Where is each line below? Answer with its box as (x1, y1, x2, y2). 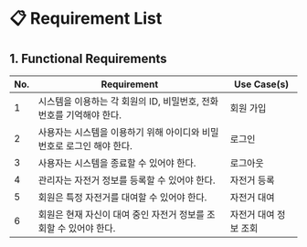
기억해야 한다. (65, 109, 122, 121)
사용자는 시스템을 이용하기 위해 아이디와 (37, 126, 200, 138)
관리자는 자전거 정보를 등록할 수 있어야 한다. (37, 174, 217, 187)
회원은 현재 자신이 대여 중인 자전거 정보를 (37, 209, 206, 220)
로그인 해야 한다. (65, 140, 132, 152)
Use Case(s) (234, 78, 290, 91)
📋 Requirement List (9, 8, 163, 29)
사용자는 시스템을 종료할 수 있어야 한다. (37, 157, 196, 169)
